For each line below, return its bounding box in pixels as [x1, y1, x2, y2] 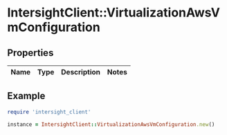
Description [61, 67, 100, 76]
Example [7, 90, 46, 102]
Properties [7, 47, 54, 59]
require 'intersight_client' [7, 108, 91, 115]
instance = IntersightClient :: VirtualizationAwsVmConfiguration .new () [7, 121, 215, 128]
